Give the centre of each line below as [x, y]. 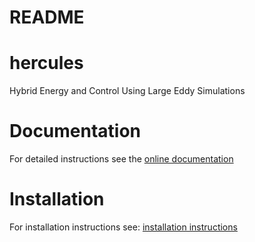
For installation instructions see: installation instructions [123, 227]
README [47, 17]
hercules [46, 63]
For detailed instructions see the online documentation [121, 159]
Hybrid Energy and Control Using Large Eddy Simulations [127, 91]
